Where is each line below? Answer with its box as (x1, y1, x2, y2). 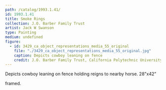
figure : (5, 39, 21, 44)
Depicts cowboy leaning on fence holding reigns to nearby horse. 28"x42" (5, 71, 157, 77)
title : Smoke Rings (5, 16, 45, 21)
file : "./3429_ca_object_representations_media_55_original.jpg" (14, 48, 152, 53)
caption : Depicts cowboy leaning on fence (14, 53, 103, 58)
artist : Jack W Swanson (5, 26, 54, 30)
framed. (5, 81, 21, 87)
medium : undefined (5, 35, 43, 40)
